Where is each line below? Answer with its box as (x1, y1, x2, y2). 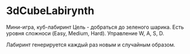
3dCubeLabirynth (6, 4, 95, 18)
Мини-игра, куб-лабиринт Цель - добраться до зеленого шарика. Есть (6, 23, 184, 31)
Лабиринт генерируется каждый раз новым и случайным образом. (6, 41, 175, 48)
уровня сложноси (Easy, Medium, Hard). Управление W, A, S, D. (6, 29, 165, 36)
